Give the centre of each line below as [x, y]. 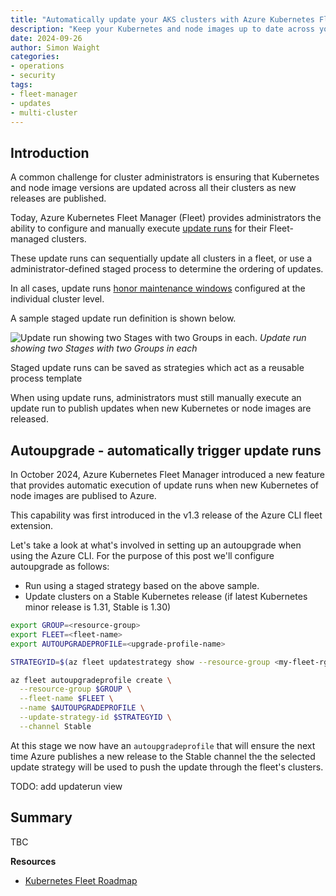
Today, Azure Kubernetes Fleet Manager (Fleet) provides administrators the [166, 218]
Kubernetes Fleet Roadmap [81, 880]
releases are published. [58, 198]
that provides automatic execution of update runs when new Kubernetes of [165, 485]
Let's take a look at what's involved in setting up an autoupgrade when [156, 545]
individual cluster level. [57, 299]
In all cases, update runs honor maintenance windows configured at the [158, 288]
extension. [32, 525]
